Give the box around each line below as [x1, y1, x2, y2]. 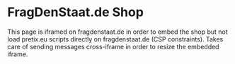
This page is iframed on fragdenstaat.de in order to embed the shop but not [7, 27, 228, 36]
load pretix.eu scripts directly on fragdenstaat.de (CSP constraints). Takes [7, 34, 224, 43]
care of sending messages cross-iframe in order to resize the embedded [7, 42, 219, 51]
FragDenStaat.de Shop [7, 4, 144, 20]
